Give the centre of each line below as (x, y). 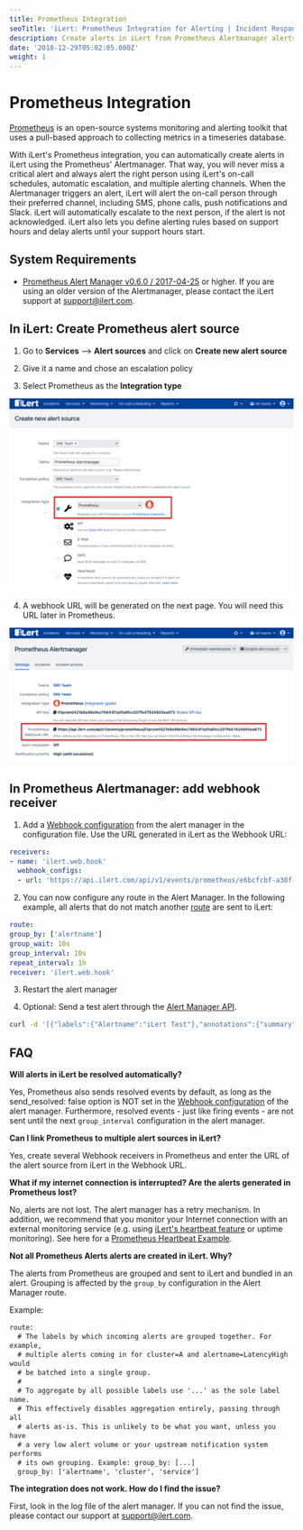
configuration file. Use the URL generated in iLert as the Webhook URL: (155, 834)
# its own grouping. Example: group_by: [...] (106, 1463)
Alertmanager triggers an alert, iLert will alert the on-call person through (143, 193)
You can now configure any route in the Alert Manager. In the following (154, 898)
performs (26, 1454)
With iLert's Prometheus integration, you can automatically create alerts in (147, 155)
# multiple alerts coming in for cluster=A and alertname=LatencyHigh (153, 1355)
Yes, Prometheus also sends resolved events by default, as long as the (141, 1092)
